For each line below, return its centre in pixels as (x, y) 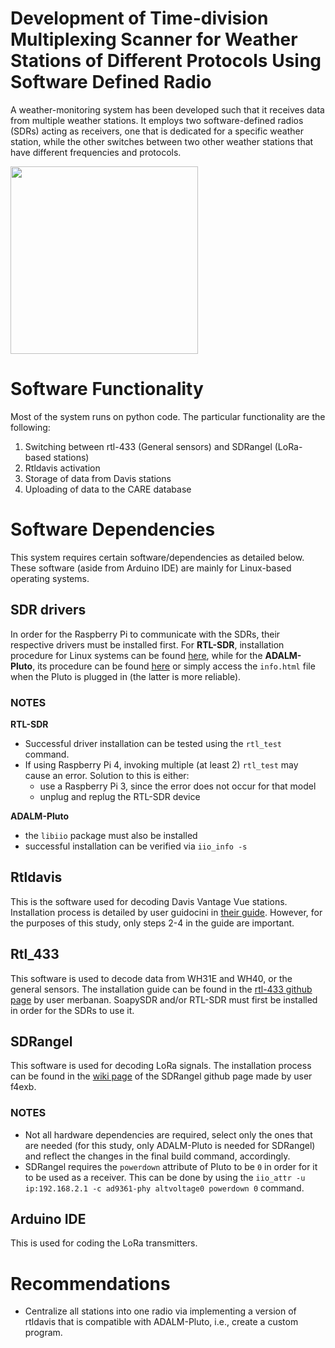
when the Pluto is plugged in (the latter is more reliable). (126, 676)
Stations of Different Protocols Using (166, 61)
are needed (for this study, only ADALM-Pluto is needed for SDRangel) (170, 1145)
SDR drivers (48, 610)
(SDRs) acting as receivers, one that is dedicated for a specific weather (157, 131)
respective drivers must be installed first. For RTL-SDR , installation (147, 644)
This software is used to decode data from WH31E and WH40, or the (151, 978)
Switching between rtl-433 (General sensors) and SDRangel (148, 446)
